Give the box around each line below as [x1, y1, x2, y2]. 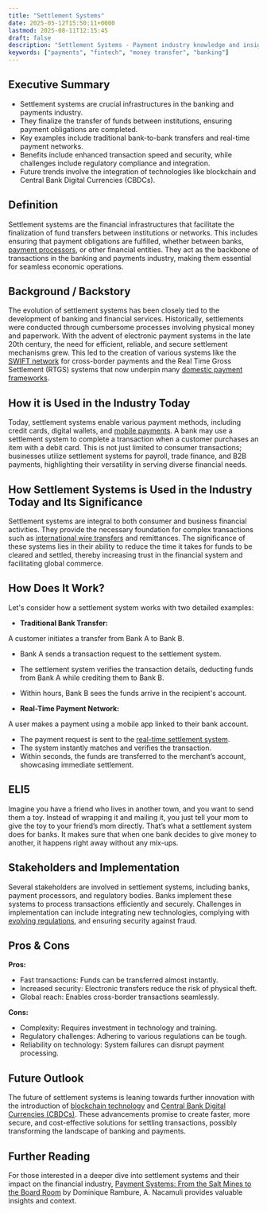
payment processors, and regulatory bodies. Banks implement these [8, 890, 232, 900]
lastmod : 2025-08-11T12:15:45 [8, 26, 109, 34]
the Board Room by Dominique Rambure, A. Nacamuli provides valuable [8, 1187, 243, 1197]
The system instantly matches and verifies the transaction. [19, 743, 212, 752]
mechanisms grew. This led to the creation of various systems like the [8, 348, 237, 358]
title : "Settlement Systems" [8, 11, 105, 20]
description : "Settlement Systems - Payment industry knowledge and [8, 41, 240, 49]
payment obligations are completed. [19, 124, 138, 134]
